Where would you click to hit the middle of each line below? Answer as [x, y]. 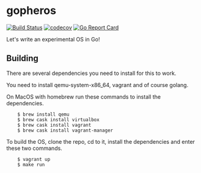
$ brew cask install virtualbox [58, 119]
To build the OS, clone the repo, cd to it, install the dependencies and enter [101, 141]
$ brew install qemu [43, 114]
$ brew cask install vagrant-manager [65, 130]
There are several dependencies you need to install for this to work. [91, 73]
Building [22, 58]
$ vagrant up [34, 159]
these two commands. [34, 148]
